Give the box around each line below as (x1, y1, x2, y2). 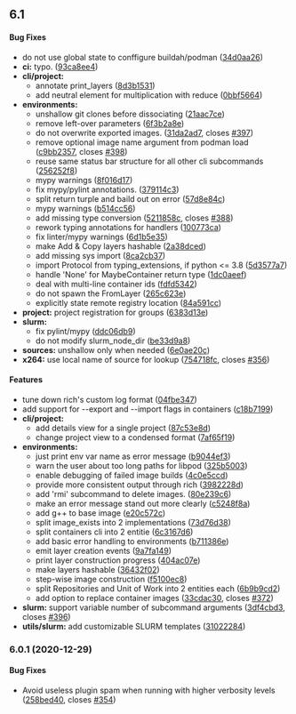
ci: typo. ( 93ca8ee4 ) (21, 61, 99, 72)
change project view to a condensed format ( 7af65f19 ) (35, 431, 236, 443)
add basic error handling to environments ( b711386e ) (35, 535, 229, 546)
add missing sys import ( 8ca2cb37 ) (35, 250, 166, 261)
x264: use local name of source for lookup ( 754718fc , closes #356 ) (21, 354, 270, 365)
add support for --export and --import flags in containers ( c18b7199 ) (21, 404, 274, 414)
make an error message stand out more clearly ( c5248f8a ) (35, 498, 251, 509)
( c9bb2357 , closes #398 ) (35, 146, 128, 156)
